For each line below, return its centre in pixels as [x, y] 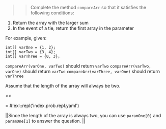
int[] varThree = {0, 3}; [33, 56]
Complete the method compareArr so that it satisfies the [88, 7]
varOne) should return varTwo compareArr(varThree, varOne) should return [83, 71]
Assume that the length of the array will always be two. [63, 86]
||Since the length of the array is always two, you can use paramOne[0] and [83, 115]
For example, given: [26, 38]
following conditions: [52, 13]
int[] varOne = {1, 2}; [31, 48]
